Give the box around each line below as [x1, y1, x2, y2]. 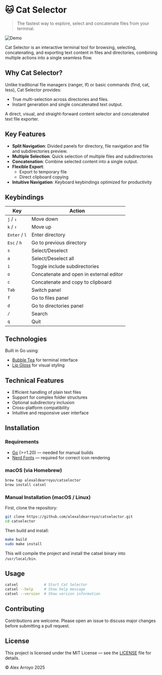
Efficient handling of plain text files [12, 389, 81, 395]
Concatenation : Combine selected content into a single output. [12, 158, 138, 164]
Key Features [5, 130, 46, 138]
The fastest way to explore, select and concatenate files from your [16, 20, 149, 26]
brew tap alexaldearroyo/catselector [5, 478, 81, 483]
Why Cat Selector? [5, 69, 63, 77]
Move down [31, 216, 59, 222]
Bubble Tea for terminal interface [12, 357, 78, 363]
